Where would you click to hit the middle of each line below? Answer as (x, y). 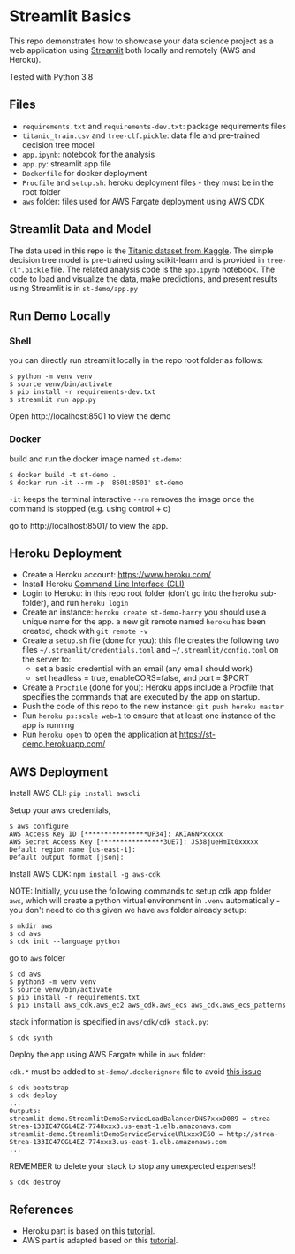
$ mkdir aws (31, 926)
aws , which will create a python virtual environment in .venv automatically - (145, 901)
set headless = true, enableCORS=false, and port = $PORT (142, 678)
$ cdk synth (31, 1038)
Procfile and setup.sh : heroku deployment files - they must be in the (147, 182)
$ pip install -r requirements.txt (75, 998)
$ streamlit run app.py (53, 400)
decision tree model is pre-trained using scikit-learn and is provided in (137, 259)
